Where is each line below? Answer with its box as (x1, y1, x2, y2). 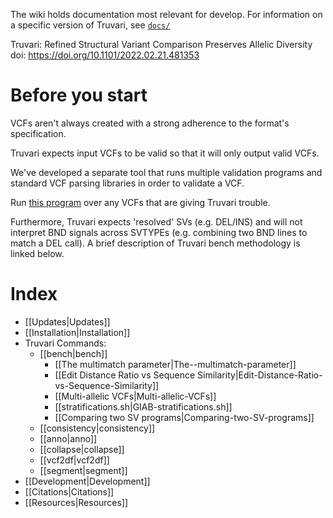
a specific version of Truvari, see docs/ (10, 19, 171, 31)
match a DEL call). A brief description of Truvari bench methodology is (10, 237, 301, 249)
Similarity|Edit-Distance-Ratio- (197, 369, 323, 381)
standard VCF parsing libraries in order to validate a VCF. (10, 177, 245, 189)
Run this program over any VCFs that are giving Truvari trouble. (10, 196, 271, 208)
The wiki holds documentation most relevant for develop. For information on (10, 9, 323, 20)
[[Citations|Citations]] (24, 485, 115, 498)
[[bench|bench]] (39, 347, 108, 359)
